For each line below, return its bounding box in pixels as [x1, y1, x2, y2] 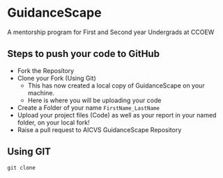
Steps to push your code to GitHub [7, 48, 160, 60]
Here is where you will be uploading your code [27, 96, 162, 104]
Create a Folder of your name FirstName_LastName [17, 103, 160, 112]
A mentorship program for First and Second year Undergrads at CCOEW [7, 28, 215, 36]
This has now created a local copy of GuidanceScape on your [27, 81, 205, 90]
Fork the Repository [17, 66, 75, 74]
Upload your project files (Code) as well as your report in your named [17, 111, 217, 119]
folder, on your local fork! [17, 118, 91, 127]
